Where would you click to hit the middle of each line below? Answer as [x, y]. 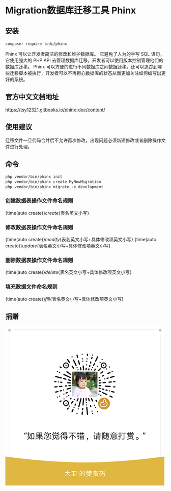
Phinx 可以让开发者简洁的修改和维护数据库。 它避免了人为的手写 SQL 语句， [85, 54]
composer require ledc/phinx [36, 44]
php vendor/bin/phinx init [34, 177]
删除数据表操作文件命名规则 [39, 260]
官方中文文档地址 [32, 97]
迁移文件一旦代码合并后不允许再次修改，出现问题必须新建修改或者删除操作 [83, 140]
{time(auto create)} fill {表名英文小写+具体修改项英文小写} [64, 299]
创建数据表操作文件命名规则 [39, 201]
